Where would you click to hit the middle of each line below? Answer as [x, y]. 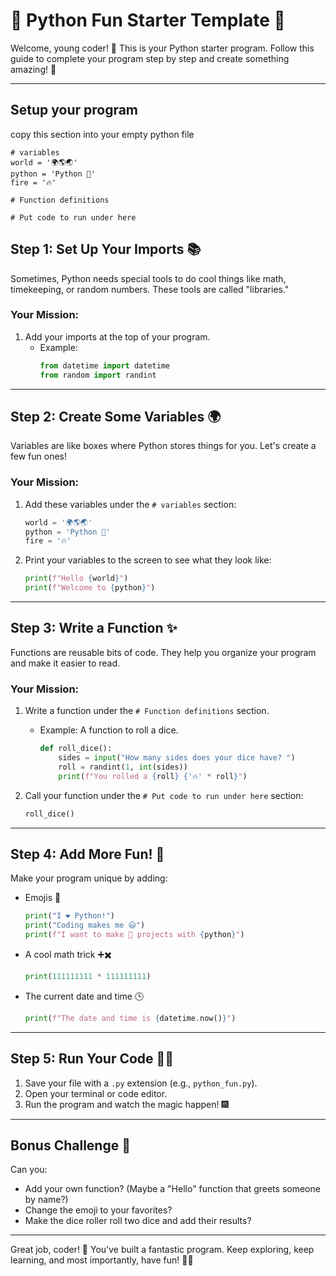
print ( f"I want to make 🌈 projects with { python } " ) [134, 935]
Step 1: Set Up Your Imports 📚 [106, 249]
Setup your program [74, 110]
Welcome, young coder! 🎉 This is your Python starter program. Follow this [162, 48]
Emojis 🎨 [43, 898]
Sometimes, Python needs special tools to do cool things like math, [148, 278]
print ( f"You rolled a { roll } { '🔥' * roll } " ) [153, 776]
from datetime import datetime [105, 365]
